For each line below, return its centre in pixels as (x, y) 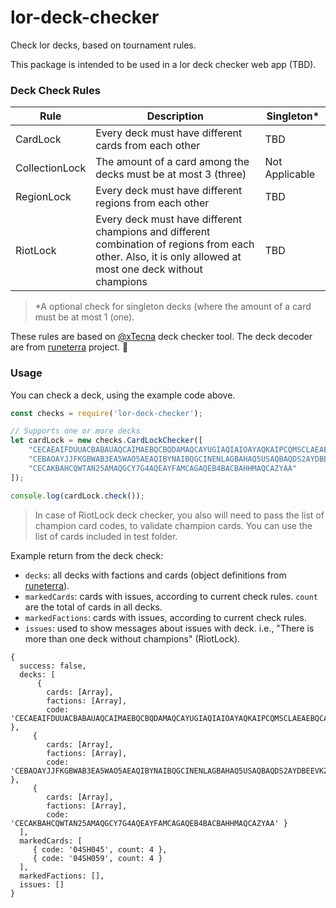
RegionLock (43, 197)
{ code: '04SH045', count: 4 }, (100, 849)
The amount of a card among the (172, 162)
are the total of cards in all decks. (93, 607)
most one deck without (149, 269)
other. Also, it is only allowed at (168, 257)
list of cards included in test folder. (106, 536)
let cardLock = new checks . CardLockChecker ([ (106, 441)
